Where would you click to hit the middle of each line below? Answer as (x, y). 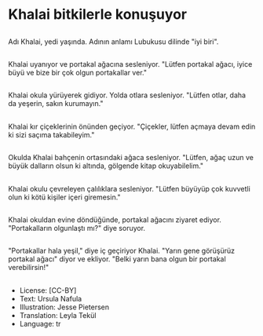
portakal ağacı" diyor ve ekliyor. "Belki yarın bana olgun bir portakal (117, 259)
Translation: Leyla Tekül (58, 315)
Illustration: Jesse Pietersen (64, 307)
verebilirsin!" (29, 268)
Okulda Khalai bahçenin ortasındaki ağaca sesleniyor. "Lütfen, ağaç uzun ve (131, 158)
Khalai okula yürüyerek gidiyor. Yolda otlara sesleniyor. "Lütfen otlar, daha (127, 95)
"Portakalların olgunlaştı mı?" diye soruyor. (77, 228)
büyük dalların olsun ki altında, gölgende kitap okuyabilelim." (106, 166)
